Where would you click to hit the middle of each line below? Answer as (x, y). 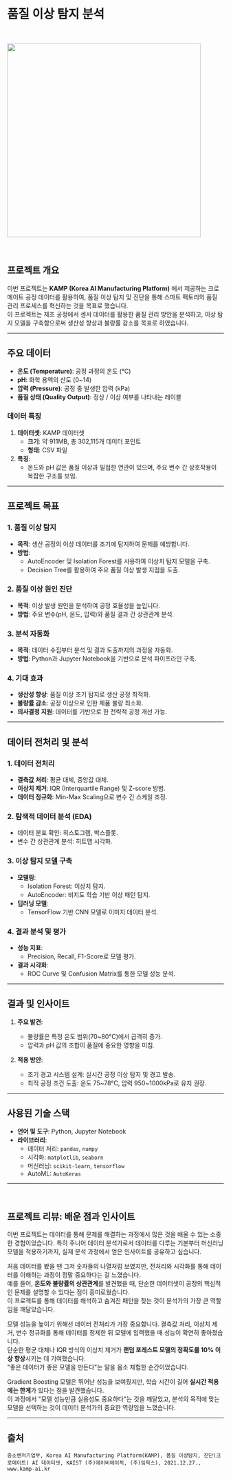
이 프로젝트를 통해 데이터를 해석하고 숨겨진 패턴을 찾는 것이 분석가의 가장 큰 (108, 1301)
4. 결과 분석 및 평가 (37, 932)
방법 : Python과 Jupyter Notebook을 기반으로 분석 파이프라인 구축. (107, 658)
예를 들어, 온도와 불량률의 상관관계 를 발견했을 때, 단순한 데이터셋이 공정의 (105, 1284)
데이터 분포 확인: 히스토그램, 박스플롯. (67, 833)
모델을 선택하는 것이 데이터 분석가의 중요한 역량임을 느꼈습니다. (92, 1408)
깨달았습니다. (37, 1309)
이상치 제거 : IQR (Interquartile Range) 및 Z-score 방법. (91, 788)
